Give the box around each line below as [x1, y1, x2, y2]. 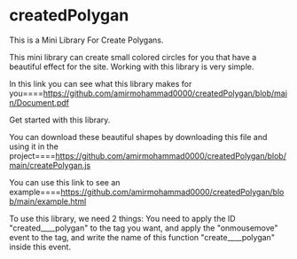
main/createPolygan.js [9, 160, 91, 170]
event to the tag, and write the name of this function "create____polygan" [9, 232, 275, 242]
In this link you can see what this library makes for [9, 78, 192, 89]
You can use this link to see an [9, 177, 121, 187]
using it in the [9, 141, 59, 152]
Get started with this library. [9, 114, 111, 125]
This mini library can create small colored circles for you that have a [9, 51, 257, 62]
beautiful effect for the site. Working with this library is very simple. [9, 61, 254, 72]
